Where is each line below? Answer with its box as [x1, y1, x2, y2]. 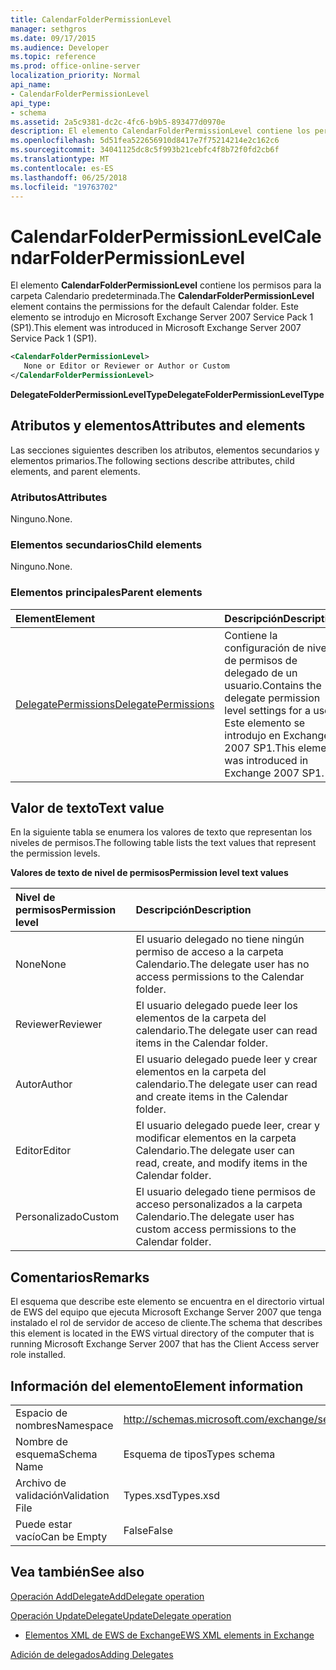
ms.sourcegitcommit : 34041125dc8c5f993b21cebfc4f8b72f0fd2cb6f [10, 145, 280, 155]
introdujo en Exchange [224, 728, 330, 742]
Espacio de [15, 1406, 68, 1420]
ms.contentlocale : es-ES [10, 163, 114, 173]
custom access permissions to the [135, 1222, 297, 1236]
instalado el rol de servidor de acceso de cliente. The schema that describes [10, 1317, 323, 1329]
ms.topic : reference [10, 52, 97, 62]
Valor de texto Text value [10, 800, 165, 817]
